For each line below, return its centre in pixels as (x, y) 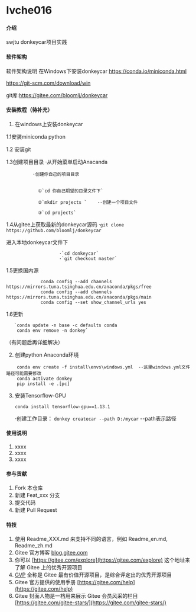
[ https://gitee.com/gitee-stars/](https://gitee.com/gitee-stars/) (90, 603)
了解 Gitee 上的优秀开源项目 (48, 568)
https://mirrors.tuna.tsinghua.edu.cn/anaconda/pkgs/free (79, 287)
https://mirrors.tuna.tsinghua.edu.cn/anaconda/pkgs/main (79, 297)
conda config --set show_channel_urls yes (93, 302)
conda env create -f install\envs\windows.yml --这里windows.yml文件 (104, 367)
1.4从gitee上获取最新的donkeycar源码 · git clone (65, 224)
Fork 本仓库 (29, 488)
